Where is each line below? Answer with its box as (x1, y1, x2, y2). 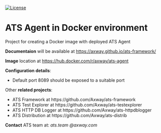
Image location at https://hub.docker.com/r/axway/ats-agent (5, 58, 129, 64)
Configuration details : (5, 67, 51, 73)
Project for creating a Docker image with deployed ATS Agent (5, 38, 131, 44)
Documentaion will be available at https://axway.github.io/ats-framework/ (5, 48, 156, 54)
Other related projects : (5, 87, 53, 93)
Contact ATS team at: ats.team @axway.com (5, 122, 98, 128)
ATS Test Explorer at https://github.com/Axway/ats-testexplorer (12, 102, 142, 108)
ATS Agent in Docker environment (5, 22, 148, 33)
